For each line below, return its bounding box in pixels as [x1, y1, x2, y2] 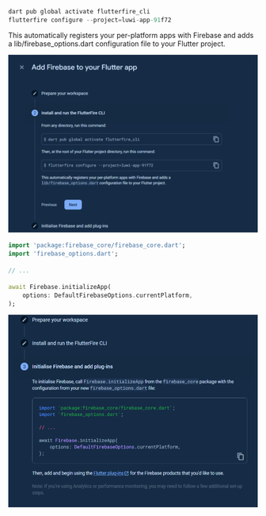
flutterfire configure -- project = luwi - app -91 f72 [8, 16, 172, 24]
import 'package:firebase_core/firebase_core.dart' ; [8, 241, 186, 249]
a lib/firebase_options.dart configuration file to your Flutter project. [8, 39, 226, 48]
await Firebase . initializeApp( [8, 283, 112, 291]
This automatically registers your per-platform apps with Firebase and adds [8, 30, 254, 40]
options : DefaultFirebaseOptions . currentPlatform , [22, 291, 193, 300]
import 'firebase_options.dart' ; [8, 249, 119, 257]
